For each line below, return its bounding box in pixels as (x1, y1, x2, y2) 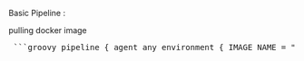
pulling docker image (8, 25, 87, 35)
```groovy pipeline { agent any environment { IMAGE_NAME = (13, 42, 287, 52)
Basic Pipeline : (8, 8, 65, 18)
